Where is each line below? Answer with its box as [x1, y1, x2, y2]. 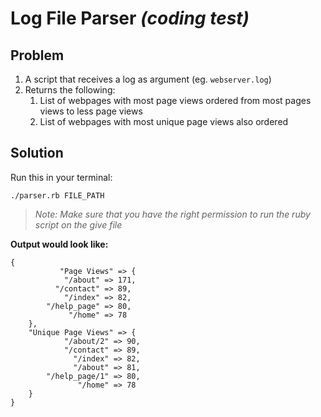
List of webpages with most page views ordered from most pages [39, 95, 312, 106]
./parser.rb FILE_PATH [10, 190, 105, 201]
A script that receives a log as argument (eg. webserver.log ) [24, 73, 272, 85]
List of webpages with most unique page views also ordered [39, 116, 289, 127]
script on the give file [34, 218, 123, 231]
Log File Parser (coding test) [10, 7, 250, 30]
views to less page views [39, 105, 143, 117]
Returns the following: [24, 84, 116, 96]
